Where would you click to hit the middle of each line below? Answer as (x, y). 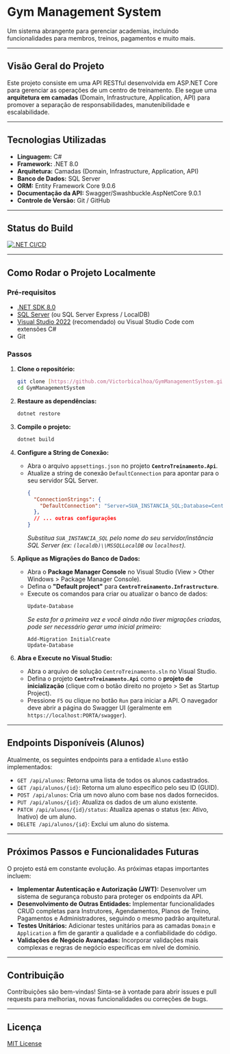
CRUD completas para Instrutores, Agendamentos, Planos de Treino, (114, 911)
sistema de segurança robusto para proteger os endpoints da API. (110, 896)
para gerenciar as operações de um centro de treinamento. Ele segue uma (112, 90)
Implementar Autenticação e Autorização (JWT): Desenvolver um (112, 889)
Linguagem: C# (39, 156)
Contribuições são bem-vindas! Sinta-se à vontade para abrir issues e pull (112, 992)
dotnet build (36, 439)
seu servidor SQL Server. (63, 480)
